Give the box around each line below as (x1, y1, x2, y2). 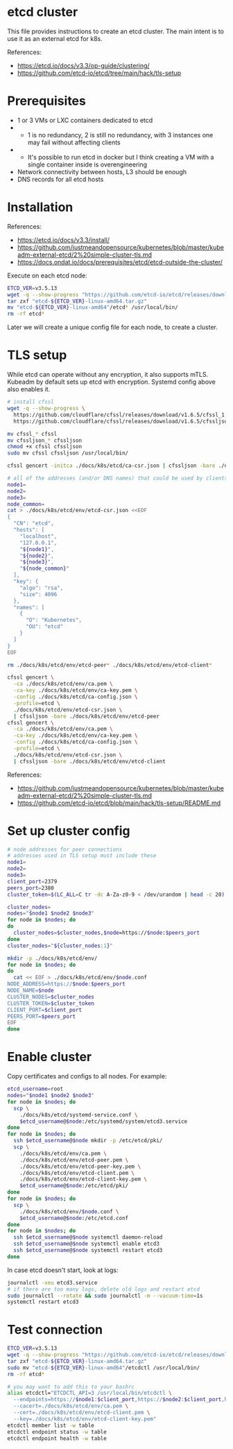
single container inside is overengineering (27, 160, 148, 169)
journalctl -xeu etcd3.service (7, 1279, 98, 1286)
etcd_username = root (7, 1085, 64, 1093)
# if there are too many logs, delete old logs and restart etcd (7, 1285, 200, 1293)
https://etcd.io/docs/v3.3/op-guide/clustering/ (17, 61, 150, 69)
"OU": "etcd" (25, 623, 64, 630)
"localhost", (19, 532, 58, 540)
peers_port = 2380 (7, 884, 54, 892)
